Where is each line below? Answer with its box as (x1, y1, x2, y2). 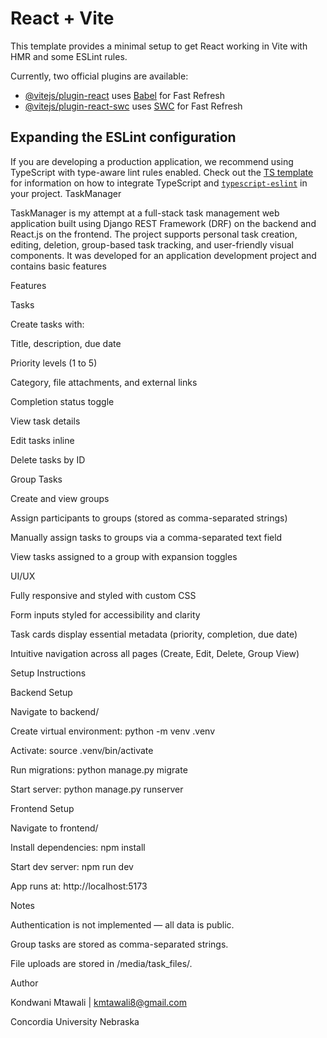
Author (10, 977, 39, 989)
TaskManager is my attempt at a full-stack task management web (10, 207, 280, 219)
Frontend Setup (10, 802, 75, 814)
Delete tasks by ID (10, 453, 86, 466)
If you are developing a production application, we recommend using (10, 155, 294, 167)
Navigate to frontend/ (10, 822, 99, 834)
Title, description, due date (10, 337, 122, 349)
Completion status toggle (10, 395, 115, 407)
